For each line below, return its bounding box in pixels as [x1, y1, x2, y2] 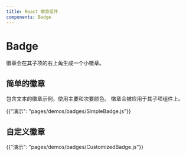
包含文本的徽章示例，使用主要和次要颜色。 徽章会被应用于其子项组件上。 [6, 95, 184, 102]
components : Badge [6, 14, 51, 20]
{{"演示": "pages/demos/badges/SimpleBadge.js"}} [6, 108, 131, 115]
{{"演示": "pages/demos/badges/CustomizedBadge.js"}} [6, 144, 143, 151]
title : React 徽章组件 [6, 8, 58, 15]
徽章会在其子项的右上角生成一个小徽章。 [6, 59, 105, 67]
